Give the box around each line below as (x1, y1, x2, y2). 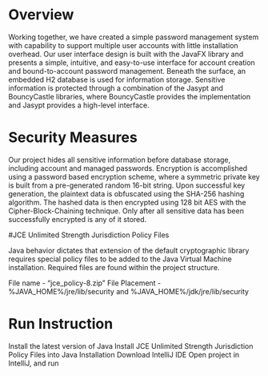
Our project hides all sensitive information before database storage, (8, 155, 231, 164)
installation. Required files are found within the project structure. (8, 262, 220, 272)
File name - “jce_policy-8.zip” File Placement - (8, 278, 162, 288)
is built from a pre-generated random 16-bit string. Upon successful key (8, 180, 246, 190)
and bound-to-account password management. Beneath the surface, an (8, 66, 246, 75)
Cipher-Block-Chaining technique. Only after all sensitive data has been (8, 206, 244, 216)
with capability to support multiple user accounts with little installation (8, 40, 238, 50)
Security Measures (8, 128, 138, 147)
